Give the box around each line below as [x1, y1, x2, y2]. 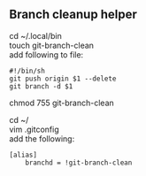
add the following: [9, 133, 75, 144]
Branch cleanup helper [9, 7, 137, 22]
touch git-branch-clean [9, 40, 95, 50]
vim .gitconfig [9, 124, 59, 134]
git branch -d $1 [9, 81, 73, 91]
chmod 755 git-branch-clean [9, 97, 115, 108]
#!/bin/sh [9, 66, 46, 75]
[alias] [9, 150, 38, 159]
